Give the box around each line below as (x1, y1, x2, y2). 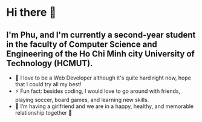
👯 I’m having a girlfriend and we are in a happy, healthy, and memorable (15, 103, 194, 110)
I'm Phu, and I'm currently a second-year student (6, 30, 196, 40)
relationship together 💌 (15, 109, 73, 116)
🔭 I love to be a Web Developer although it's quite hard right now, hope (15, 74, 192, 81)
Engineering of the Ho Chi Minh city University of (6, 49, 195, 59)
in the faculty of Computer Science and (6, 39, 157, 49)
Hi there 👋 (6, 5, 56, 19)
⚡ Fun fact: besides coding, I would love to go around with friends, (15, 87, 181, 95)
